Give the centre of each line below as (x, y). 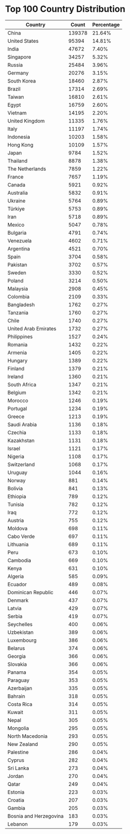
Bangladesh (21, 304)
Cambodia (19, 560)
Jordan (16, 776)
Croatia (16, 800)
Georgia (17, 656)
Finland (16, 368)
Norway (17, 480)
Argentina (19, 248)
